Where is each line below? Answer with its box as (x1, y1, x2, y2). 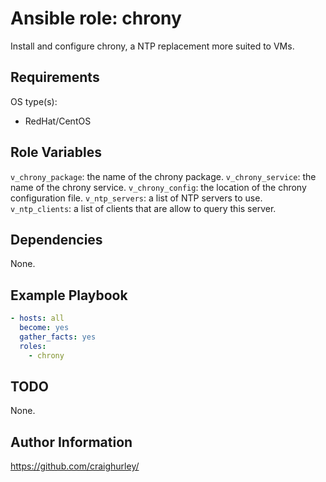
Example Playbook (10, 287, 128, 304)
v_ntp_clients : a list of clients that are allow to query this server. (10, 202, 277, 214)
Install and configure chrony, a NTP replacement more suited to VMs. (10, 40, 295, 52)
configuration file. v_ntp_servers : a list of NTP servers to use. (10, 192, 263, 204)
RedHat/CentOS (24, 115, 92, 127)
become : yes (19, 323, 70, 333)
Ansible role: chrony (10, 7, 182, 30)
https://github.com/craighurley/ (10, 460, 140, 472)
